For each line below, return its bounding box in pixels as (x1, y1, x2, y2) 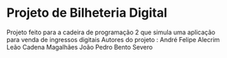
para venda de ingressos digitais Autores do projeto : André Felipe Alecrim (6, 35, 220, 43)
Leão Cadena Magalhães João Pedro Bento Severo (6, 43, 153, 51)
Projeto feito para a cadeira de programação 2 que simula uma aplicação (6, 28, 216, 36)
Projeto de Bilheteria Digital (6, 5, 168, 21)
